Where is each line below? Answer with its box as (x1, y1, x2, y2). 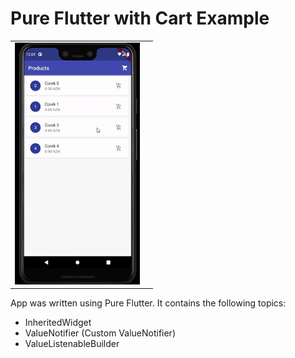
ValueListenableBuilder (24, 338, 120, 350)
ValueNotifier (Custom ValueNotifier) (24, 327, 176, 339)
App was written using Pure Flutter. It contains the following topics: (10, 297, 287, 309)
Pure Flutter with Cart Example (10, 7, 270, 30)
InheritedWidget (24, 317, 92, 329)
